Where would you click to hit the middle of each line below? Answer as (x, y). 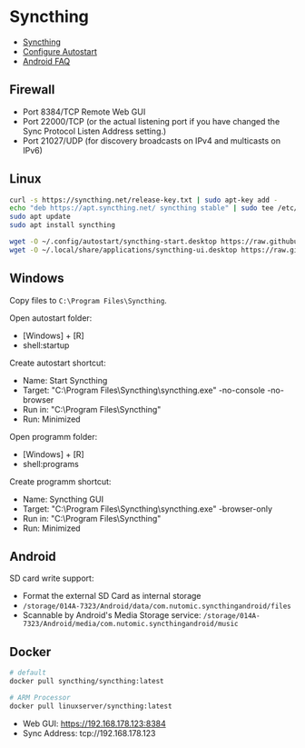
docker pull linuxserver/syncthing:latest (91, 706)
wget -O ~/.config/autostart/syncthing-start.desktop (113, 242)
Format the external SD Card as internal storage (112, 596)
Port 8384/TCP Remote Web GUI (84, 112)
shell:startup (46, 345)
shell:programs (50, 464)
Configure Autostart (60, 51)
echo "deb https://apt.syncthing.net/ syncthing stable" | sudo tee (142, 208)
